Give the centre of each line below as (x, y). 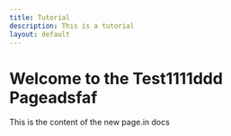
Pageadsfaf (53, 97)
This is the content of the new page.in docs (90, 123)
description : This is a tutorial (72, 26)
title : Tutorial (40, 17)
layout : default (40, 34)
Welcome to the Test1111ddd (116, 78)
